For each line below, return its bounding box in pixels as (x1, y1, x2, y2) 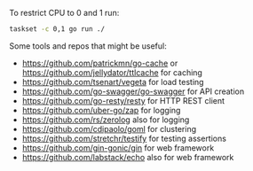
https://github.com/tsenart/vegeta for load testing (21, 76, 204, 87)
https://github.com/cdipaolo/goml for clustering (21, 123, 197, 134)
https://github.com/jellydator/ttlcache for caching (21, 66, 202, 78)
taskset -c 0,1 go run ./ (9, 25, 105, 34)
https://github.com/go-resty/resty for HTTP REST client (21, 95, 225, 105)
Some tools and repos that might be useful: (9, 40, 167, 51)
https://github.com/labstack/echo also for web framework (21, 152, 234, 162)
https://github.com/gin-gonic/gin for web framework (21, 142, 215, 153)
